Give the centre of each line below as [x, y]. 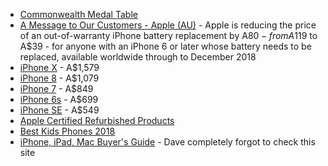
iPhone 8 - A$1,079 [59, 78]
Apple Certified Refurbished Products [97, 120]
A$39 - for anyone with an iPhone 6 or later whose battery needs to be [165, 46]
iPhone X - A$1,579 [59, 67]
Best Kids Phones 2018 [67, 131]
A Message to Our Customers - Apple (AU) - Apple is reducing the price [168, 25]
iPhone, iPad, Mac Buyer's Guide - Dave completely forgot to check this [167, 142]
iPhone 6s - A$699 [59, 99]
